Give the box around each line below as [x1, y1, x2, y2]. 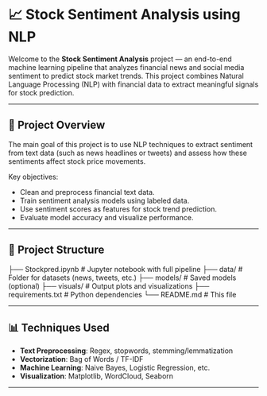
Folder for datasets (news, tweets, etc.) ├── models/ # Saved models [8, 273, 237, 282]
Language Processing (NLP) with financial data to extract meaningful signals [8, 80, 259, 89]
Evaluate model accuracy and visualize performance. [19, 212, 194, 222]
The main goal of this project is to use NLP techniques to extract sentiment [8, 139, 253, 149]
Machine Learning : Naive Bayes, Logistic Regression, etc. [19, 363, 211, 373]
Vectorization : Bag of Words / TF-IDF [19, 355, 144, 364]
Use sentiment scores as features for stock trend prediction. [19, 204, 217, 214]
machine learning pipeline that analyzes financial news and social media [8, 62, 245, 72]
